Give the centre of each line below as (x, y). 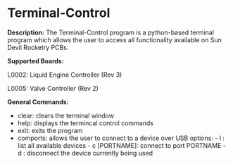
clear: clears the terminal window (66, 115)
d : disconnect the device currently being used (85, 153)
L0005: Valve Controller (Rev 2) (53, 88)
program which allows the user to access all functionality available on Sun (114, 39)
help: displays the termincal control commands (85, 123)
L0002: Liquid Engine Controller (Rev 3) (65, 75)
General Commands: (38, 102)
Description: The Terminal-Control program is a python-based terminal (111, 32)
